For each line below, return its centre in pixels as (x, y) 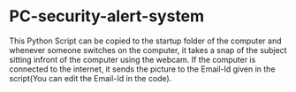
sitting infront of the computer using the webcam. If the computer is (133, 59)
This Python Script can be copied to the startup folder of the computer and (145, 41)
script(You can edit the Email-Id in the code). (91, 78)
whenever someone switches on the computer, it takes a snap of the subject (148, 50)
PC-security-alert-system (107, 16)
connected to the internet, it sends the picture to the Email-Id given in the (142, 69)
